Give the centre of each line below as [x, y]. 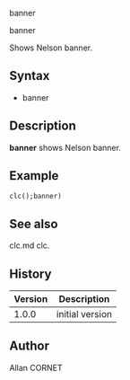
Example [34, 176]
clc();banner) [36, 197]
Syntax [30, 76]
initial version [84, 314]
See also [34, 224]
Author [29, 346]
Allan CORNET [36, 367]
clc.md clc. [30, 245]
